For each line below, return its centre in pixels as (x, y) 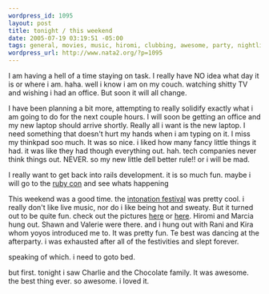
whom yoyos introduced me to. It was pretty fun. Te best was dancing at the (134, 233)
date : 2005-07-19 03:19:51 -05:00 (66, 38)
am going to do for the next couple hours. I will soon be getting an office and (134, 117)
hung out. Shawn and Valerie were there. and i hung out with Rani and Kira (131, 224)
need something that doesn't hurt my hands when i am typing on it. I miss (129, 134)
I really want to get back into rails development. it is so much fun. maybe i (130, 175)
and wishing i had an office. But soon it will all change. (98, 93)
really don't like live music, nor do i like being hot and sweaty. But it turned (131, 207)
